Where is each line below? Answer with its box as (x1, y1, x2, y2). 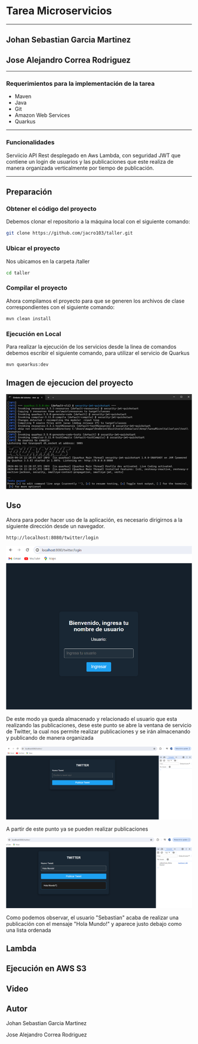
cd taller (6, 270, 31, 276)
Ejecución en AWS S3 (6, 964, 87, 974)
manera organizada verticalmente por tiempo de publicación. (6, 164, 154, 171)
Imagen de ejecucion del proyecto (6, 378, 134, 388)
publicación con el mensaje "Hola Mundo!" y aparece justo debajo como (6, 920, 182, 927)
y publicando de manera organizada (6, 734, 94, 741)
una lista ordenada (6, 926, 51, 934)
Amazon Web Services (14, 112, 70, 119)
